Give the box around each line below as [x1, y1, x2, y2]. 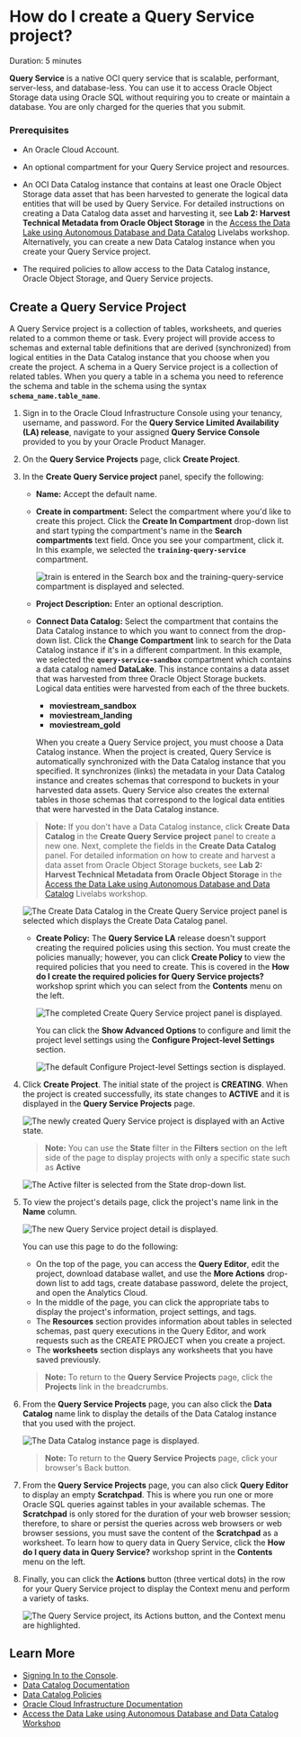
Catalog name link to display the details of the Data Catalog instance [22, 1408, 277, 1419]
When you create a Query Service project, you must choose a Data [35, 737, 284, 748]
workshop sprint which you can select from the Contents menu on [35, 981, 283, 991]
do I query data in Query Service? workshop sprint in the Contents [22, 1547, 273, 1558]
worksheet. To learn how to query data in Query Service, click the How [22, 1537, 286, 1548]
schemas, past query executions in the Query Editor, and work [35, 1325, 267, 1336]
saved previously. [35, 1354, 102, 1365]
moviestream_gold [49, 719, 121, 730]
